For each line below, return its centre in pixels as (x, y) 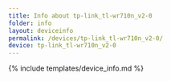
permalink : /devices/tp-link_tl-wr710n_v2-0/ (85, 38)
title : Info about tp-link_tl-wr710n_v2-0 (80, 16)
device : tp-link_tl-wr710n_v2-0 (62, 46)
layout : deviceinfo (41, 30)
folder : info (30, 23)
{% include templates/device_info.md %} (76, 68)
